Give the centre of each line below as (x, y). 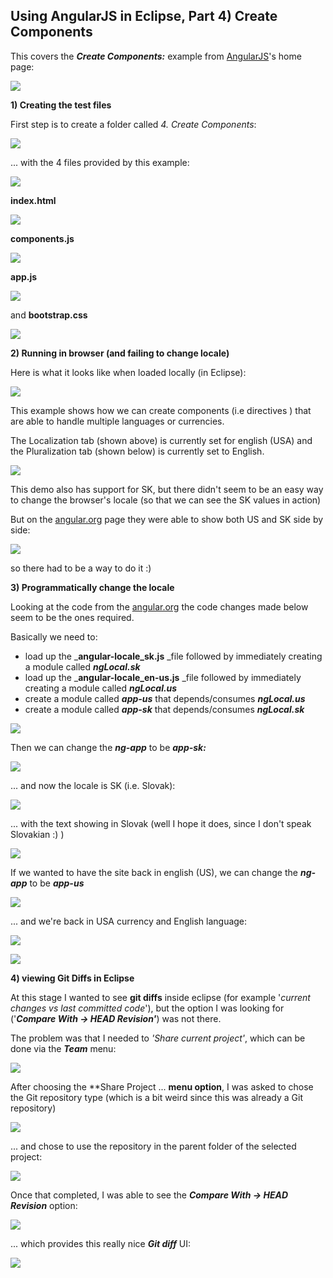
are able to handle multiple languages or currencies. (117, 421)
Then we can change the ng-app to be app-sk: (108, 747)
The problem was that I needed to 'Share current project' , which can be (158, 1038)
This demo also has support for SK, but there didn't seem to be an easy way (167, 489)
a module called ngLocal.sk (82, 666)
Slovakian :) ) (37, 834)
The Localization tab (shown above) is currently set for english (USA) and (161, 440)
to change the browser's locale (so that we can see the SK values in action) (166, 500)
